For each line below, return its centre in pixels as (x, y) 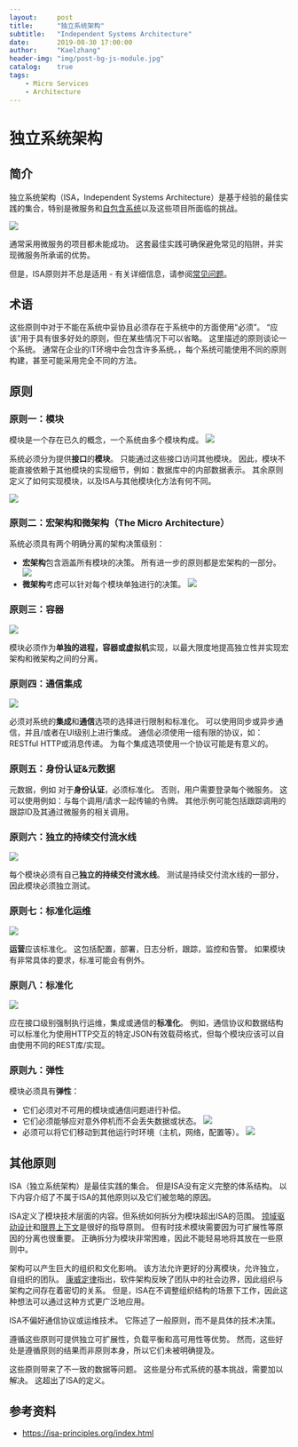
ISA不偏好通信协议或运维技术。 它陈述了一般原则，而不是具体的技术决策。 (145, 1321)
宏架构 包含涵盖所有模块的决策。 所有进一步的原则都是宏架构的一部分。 (151, 563)
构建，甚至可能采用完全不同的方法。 (75, 361)
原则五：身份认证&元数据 (62, 768)
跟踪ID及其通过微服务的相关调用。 (71, 812)
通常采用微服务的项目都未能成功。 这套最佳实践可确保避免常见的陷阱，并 (142, 243)
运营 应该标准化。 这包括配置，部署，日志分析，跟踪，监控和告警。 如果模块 (147, 949)
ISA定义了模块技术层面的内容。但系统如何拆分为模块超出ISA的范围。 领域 (143, 1216)
